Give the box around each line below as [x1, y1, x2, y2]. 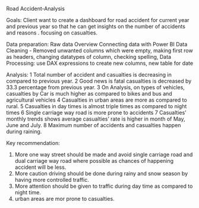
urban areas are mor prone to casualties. [14, 196, 115, 202]
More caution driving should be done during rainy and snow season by [14, 170, 188, 177]
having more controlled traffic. [14, 177, 89, 183]
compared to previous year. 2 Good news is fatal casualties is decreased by [6, 77, 192, 84]
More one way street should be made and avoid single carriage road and [14, 151, 193, 158]
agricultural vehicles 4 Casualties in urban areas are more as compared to [6, 96, 187, 103]
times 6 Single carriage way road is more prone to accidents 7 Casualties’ [6, 109, 187, 116]
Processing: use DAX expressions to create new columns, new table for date [6, 59, 194, 67]
